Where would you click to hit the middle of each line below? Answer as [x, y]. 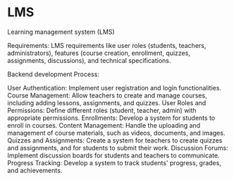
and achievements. [35, 170]
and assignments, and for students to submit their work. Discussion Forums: [118, 148]
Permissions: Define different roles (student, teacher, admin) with [102, 110]
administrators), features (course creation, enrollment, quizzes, [99, 53]
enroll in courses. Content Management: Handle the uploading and [104, 125]
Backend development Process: [54, 74]
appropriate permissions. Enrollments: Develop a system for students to [111, 118]
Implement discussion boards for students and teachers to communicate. [113, 155]
